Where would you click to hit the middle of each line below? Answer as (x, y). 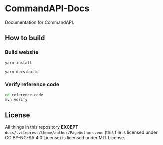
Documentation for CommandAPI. (40, 22)
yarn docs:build (22, 72)
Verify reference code (32, 84)
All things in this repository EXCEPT (42, 127)
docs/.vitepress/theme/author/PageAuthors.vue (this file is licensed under (82, 132)
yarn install (19, 63)
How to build (25, 38)
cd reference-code (24, 95)
